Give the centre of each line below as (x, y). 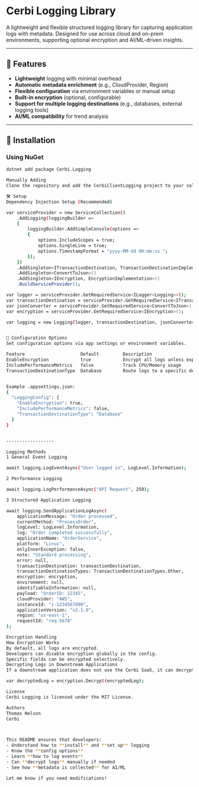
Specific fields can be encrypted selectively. (66, 659)
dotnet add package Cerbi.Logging (49, 169)
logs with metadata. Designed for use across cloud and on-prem (85, 33)
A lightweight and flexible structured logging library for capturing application (99, 27)
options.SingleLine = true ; (73, 246)
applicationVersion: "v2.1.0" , (55, 610)
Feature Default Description (79, 354)
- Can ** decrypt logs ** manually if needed (61, 762)
